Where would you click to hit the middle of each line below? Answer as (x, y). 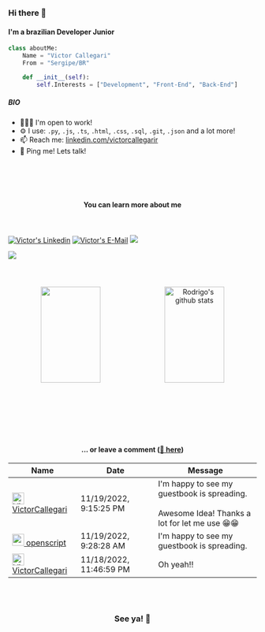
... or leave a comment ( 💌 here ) (132, 450)
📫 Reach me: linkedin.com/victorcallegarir (89, 139)
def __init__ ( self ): (56, 77)
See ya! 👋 (132, 619)
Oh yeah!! (175, 564)
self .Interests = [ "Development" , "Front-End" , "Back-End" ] (137, 84)
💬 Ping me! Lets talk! (53, 151)
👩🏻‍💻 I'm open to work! (56, 122)
